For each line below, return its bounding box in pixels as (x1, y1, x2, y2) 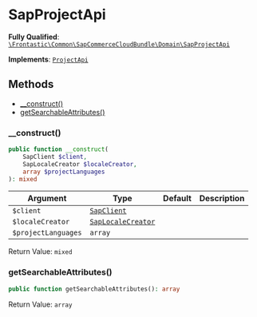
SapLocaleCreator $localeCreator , (22, 160, 137, 168)
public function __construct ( (8, 145, 109, 153)
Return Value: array (8, 299, 73, 309)
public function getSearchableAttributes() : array (8, 285, 180, 293)
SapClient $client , (22, 153, 88, 160)
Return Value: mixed (8, 247, 73, 256)
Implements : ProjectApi (8, 54, 89, 64)
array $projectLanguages (22, 168, 105, 176)
